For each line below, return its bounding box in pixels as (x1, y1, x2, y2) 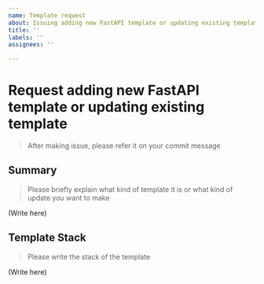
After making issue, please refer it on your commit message (27, 141, 222, 150)
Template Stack (8, 231, 86, 245)
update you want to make (27, 193, 110, 202)
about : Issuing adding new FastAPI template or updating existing (8, 19, 230, 27)
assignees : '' (8, 41, 55, 49)
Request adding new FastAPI (8, 82, 200, 99)
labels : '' (8, 33, 44, 42)
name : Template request (8, 11, 86, 20)
